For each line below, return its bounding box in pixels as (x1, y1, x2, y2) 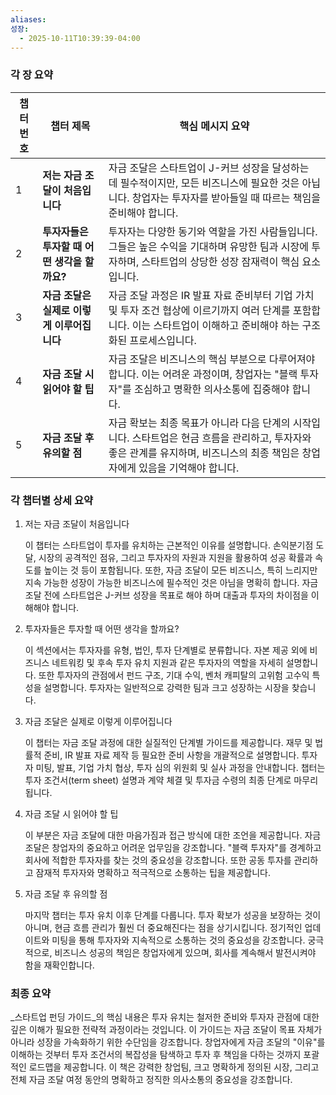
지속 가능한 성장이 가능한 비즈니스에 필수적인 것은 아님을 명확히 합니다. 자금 (24, 576, 319, 588)
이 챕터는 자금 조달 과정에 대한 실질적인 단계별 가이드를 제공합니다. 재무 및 (24, 736, 313, 748)
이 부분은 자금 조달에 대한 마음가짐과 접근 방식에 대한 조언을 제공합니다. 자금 (24, 829, 322, 841)
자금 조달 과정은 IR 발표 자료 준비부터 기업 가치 (108, 288, 315, 302)
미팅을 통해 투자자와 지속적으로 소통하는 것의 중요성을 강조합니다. (51, 934, 306, 946)
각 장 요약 (10, 68, 53, 82)
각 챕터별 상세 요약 (10, 493, 94, 507)
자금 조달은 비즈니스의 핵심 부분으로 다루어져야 (108, 352, 316, 366)
